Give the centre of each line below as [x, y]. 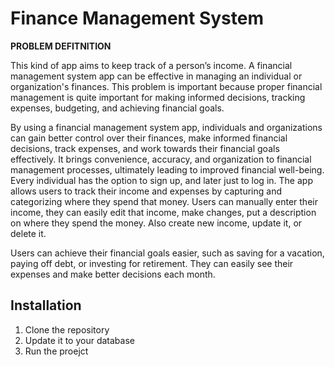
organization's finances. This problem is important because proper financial [166, 86]
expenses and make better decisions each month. [113, 274]
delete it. [28, 233]
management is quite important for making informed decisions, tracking [158, 97]
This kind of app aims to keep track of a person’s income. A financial [151, 65]
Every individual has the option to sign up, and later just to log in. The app [161, 180]
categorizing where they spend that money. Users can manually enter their [164, 201]
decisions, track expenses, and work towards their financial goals [145, 148]
